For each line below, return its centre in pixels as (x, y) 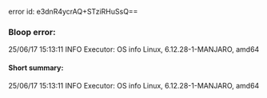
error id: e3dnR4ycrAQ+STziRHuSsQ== (73, 12)
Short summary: (36, 68)
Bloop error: (32, 32)
